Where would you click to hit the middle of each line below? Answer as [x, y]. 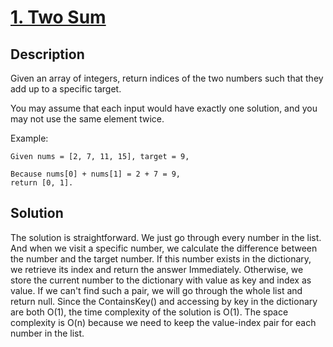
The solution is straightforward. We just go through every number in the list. [166, 237]
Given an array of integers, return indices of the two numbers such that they [167, 78]
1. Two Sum [58, 17]
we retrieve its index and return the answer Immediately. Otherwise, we [157, 269]
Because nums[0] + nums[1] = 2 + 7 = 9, [96, 174]
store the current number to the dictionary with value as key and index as [161, 280]
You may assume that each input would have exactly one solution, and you [164, 108]
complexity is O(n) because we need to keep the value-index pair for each [163, 322]
